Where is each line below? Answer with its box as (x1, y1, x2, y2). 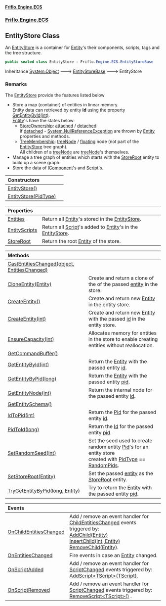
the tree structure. (5, 50, 42, 56)
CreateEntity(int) (7, 315, 46, 322)
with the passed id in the (88, 315, 145, 322)
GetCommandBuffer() (7, 350, 58, 357)
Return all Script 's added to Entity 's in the (41, 223, 138, 230)
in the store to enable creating (88, 335, 158, 342)
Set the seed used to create (88, 437, 153, 444)
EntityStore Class (5, 31, 60, 40)
